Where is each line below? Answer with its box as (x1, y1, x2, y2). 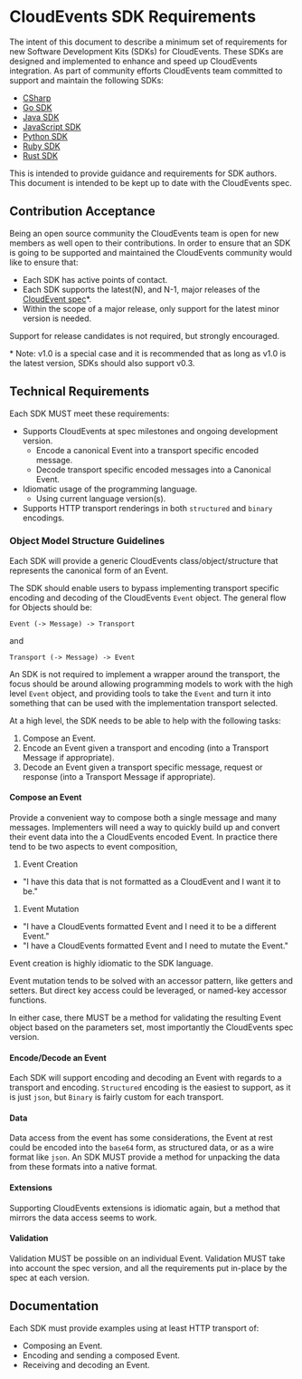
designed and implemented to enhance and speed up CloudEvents (9, 55, 258, 66)
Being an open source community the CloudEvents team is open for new (9, 228, 279, 238)
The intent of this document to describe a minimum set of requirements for (9, 36, 288, 47)
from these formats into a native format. (9, 1161, 158, 1172)
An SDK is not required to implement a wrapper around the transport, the (9, 668, 280, 679)
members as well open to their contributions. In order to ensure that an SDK (9, 238, 291, 248)
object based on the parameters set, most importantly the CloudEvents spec (9, 1022, 294, 1033)
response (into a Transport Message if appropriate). (22, 771, 216, 782)
